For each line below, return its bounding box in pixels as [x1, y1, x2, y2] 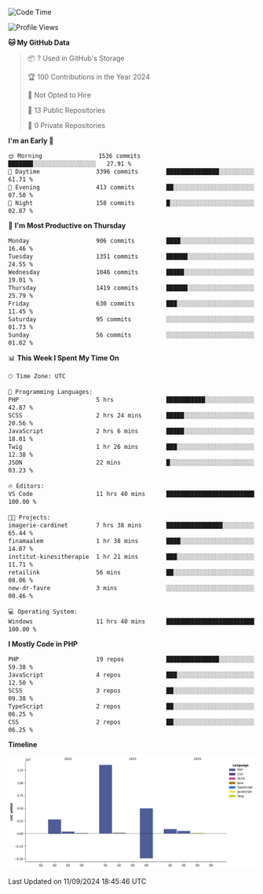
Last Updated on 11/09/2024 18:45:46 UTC [8, 877, 147, 886]
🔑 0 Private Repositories [27, 121, 106, 130]
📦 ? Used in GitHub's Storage [27, 53, 126, 63]
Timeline [8, 740, 38, 749]
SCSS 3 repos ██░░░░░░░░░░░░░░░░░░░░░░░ [8, 687, 255, 695]
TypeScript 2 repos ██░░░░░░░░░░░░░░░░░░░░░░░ [8, 702, 255, 710]
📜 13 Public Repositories [27, 106, 106, 115]
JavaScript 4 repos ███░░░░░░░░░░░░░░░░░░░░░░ [8, 671, 255, 679]
